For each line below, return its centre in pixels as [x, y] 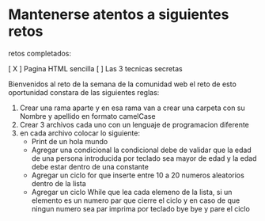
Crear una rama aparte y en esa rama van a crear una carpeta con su [132, 108]
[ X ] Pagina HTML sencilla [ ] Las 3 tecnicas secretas [96, 68]
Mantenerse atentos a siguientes [119, 15]
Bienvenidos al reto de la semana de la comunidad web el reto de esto [123, 84]
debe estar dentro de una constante [90, 166]
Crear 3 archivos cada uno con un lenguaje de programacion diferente [134, 124]
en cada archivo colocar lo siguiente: [80, 133]
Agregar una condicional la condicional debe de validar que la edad [141, 150]
